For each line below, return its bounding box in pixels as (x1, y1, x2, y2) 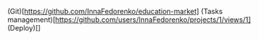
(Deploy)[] (7, 24, 41, 32)
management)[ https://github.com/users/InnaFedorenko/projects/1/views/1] (7, 15, 251, 24)
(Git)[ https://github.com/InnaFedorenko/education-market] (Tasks (7, 7, 223, 16)
